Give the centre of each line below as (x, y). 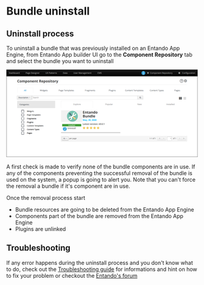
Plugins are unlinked (40, 228)
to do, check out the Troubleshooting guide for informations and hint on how (102, 269)
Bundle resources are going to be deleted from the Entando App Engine (104, 209)
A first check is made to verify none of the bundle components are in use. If (101, 167)
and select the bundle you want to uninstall (60, 61)
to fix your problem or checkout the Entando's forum (72, 275)
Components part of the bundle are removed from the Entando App (99, 216)
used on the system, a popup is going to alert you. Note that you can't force (101, 179)
